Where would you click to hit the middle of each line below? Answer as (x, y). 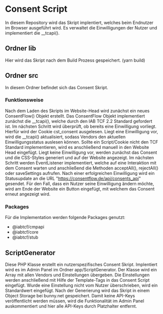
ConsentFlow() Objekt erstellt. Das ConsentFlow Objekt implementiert (75, 116)
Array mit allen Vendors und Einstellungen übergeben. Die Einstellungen (77, 275)
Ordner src (22, 76)
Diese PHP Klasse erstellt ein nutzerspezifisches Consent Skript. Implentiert (81, 264)
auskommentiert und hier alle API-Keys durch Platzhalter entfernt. (71, 306)
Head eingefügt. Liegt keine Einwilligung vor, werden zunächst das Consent (81, 152)
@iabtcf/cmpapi (28, 227)
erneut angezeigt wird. (28, 194)
